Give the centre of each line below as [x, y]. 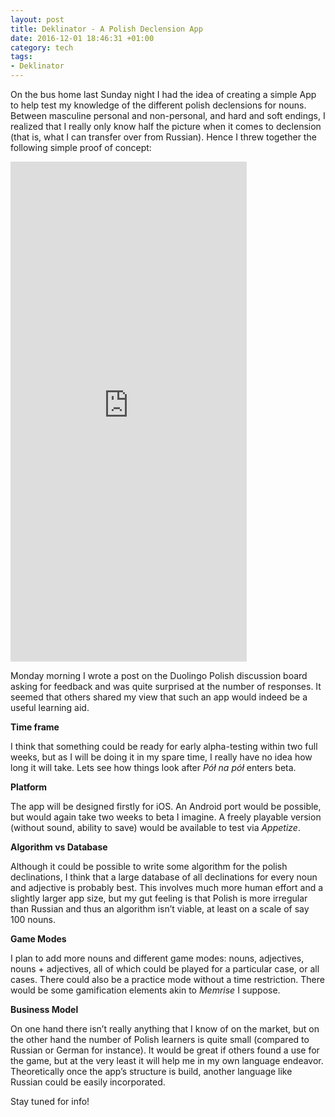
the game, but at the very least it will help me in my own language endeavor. [167, 1060]
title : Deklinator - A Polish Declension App [106, 29]
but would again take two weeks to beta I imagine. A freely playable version [166, 817]
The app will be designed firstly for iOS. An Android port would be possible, [166, 806]
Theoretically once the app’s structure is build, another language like [151, 1071]
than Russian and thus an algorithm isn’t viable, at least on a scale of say [160, 909]
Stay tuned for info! [50, 1101]
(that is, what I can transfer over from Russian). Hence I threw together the [163, 137]
